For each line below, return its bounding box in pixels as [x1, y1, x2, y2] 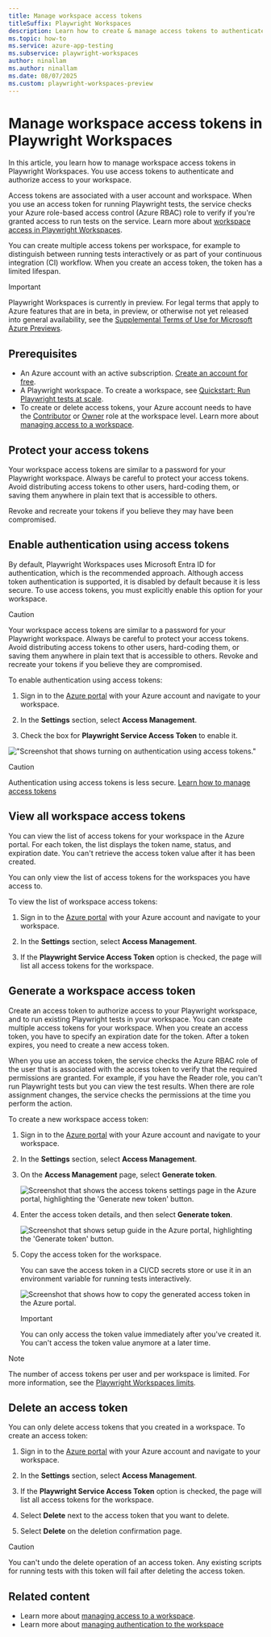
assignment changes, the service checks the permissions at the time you [8, 1089, 252, 1099]
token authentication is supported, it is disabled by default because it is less [8, 577, 261, 586]
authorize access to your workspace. [8, 175, 131, 185]
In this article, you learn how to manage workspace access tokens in [8, 158, 236, 168]
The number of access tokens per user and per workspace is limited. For [8, 1369, 250, 1379]
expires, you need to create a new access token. [8, 1039, 169, 1050]
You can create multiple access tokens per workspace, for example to [8, 241, 240, 250]
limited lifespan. [8, 267, 61, 276]
